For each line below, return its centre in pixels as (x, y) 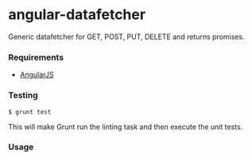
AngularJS (37, 75)
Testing (23, 96)
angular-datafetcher (77, 15)
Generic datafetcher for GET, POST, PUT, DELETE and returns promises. (126, 37)
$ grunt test (30, 112)
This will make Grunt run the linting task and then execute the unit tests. (126, 127)
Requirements (36, 57)
